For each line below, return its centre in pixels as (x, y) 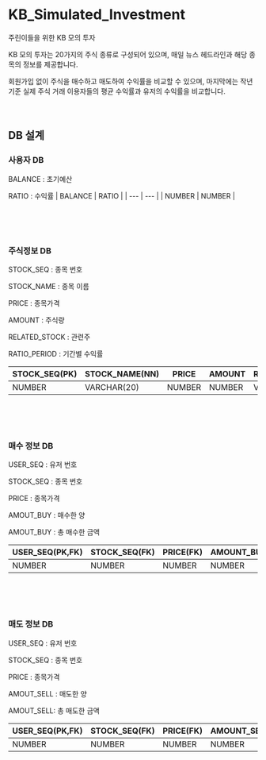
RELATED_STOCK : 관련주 (49, 337)
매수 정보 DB (31, 446)
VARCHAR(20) (112, 387)
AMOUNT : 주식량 (36, 320)
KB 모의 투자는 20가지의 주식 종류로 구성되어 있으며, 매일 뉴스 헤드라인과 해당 (128, 54)
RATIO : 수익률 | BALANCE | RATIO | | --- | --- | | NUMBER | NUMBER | (122, 195)
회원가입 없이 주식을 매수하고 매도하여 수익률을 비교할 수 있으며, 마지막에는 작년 (131, 81)
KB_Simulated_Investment (97, 15)
